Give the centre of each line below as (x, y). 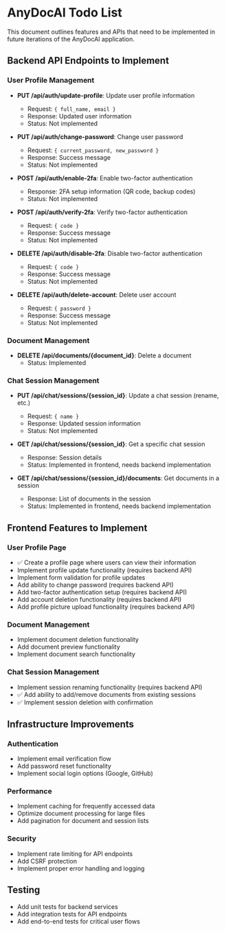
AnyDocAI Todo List (65, 13)
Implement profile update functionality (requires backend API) (104, 570)
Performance (30, 791)
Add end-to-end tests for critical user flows (79, 921)
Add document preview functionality (68, 647)
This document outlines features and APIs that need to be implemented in (111, 32)
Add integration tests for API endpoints (72, 914)
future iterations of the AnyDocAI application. (71, 39)
